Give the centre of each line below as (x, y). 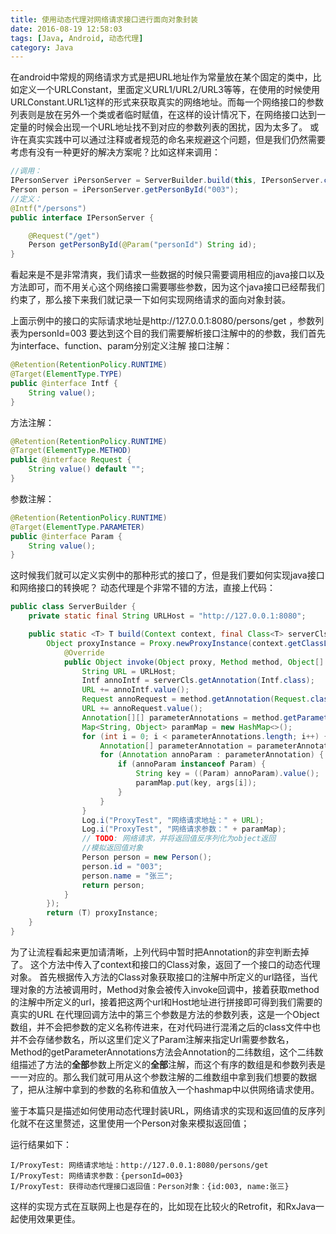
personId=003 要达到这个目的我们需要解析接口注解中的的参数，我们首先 (176, 333)
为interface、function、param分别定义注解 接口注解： (121, 346)
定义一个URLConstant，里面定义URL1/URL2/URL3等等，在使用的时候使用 (169, 90)
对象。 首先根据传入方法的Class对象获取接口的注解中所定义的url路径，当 (160, 977)
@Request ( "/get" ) (64, 236)
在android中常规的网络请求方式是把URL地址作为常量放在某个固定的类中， (161, 77)
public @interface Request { (71, 460)
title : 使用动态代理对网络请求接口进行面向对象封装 (104, 19)
